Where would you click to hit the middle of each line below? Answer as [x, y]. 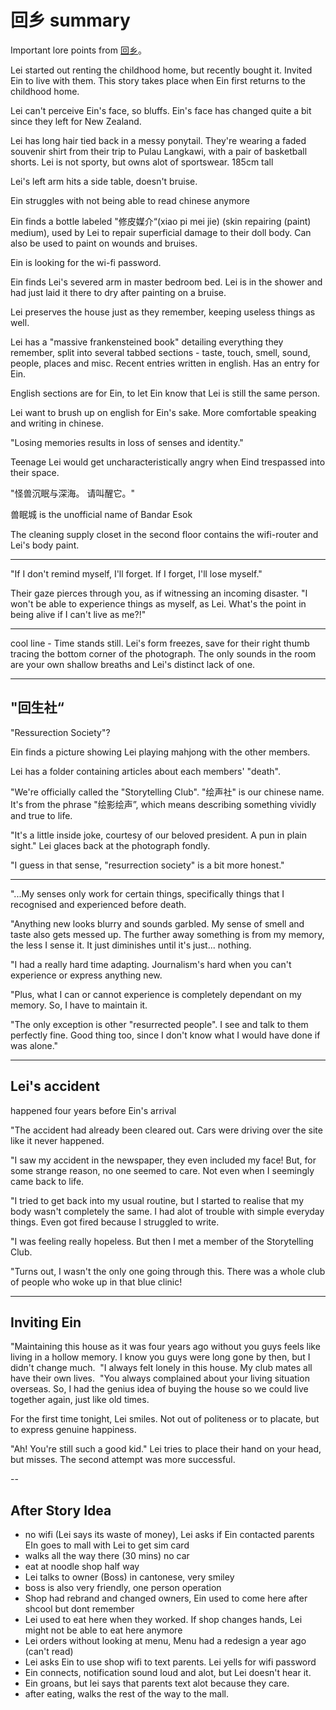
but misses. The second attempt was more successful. [123, 1460]
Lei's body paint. [45, 545]
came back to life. [47, 1181]
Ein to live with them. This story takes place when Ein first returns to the [158, 80]
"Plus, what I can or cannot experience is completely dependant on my [156, 994]
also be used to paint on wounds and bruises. [104, 243]
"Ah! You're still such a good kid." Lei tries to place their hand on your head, [166, 1449]
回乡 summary [70, 20]
